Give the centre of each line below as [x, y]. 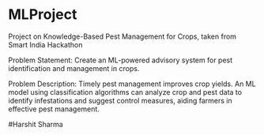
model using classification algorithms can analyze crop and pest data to [125, 92]
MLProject [43, 15]
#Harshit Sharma [36, 124]
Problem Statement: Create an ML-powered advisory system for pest [121, 60]
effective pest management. [54, 109]
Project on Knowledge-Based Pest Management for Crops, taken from [123, 36]
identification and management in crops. [74, 68]
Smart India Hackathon [45, 44]
